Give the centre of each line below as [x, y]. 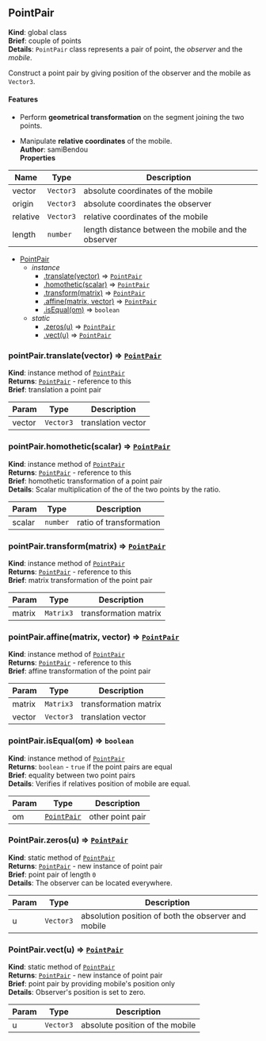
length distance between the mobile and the [165, 229]
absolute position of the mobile [138, 1025]
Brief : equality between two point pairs [72, 775]
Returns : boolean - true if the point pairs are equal [90, 766]
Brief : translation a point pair [55, 390]
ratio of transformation [118, 522]
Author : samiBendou [54, 149]
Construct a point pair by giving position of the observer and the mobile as [129, 73]
